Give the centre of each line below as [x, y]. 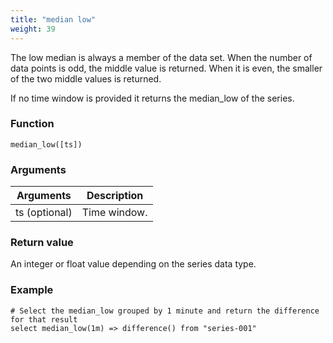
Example [32, 290]
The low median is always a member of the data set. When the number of [161, 57]
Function [32, 124]
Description [115, 196]
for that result [44, 319]
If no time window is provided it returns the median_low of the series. [152, 98]
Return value [42, 243]
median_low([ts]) [46, 144]
